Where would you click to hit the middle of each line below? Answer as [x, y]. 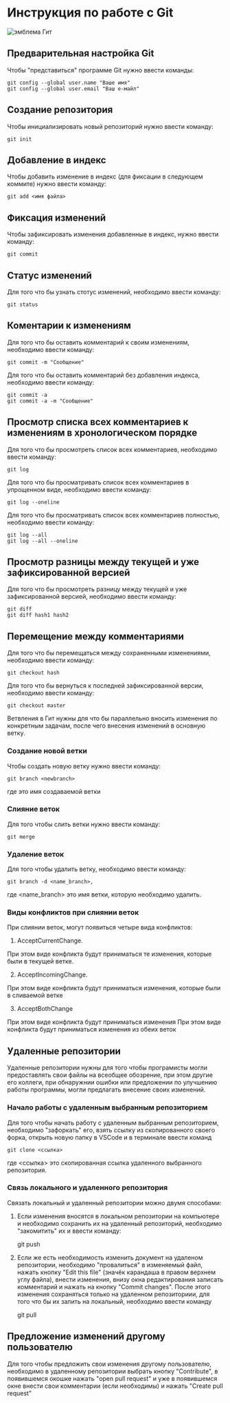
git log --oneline [33, 502]
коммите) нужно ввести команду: [57, 184]
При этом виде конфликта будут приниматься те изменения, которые [110, 954]
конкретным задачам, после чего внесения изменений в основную [106, 726]
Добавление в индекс [57, 160]
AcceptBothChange [45, 1009]
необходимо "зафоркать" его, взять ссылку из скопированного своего [111, 1130]
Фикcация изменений [57, 217]
